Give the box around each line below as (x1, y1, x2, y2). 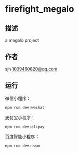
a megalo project (5, 38, 39, 43)
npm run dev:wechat (5, 105, 45, 110)
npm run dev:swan (5, 143, 40, 149)
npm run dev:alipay (5, 124, 45, 129)
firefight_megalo (5, 3, 74, 15)
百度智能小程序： (5, 133, 39, 140)
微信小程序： (5, 95, 31, 101)
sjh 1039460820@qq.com (5, 66, 58, 72)
